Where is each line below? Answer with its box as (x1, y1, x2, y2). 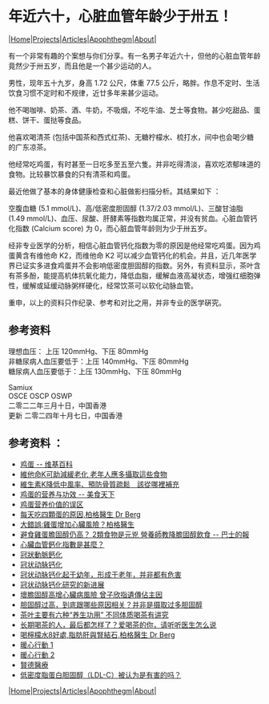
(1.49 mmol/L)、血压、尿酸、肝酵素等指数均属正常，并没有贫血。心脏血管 (8, 214, 251, 223)
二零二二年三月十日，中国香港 (8, 401, 106, 410)
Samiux (8, 382, 34, 392)
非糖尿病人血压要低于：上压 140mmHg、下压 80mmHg (8, 356, 189, 366)
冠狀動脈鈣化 (19, 549, 62, 559)
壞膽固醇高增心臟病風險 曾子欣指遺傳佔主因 (19, 589, 163, 599)
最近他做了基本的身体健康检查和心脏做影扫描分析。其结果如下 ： (8, 186, 221, 196)
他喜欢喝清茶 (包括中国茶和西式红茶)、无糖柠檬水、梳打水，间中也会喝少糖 (8, 132, 255, 141)
